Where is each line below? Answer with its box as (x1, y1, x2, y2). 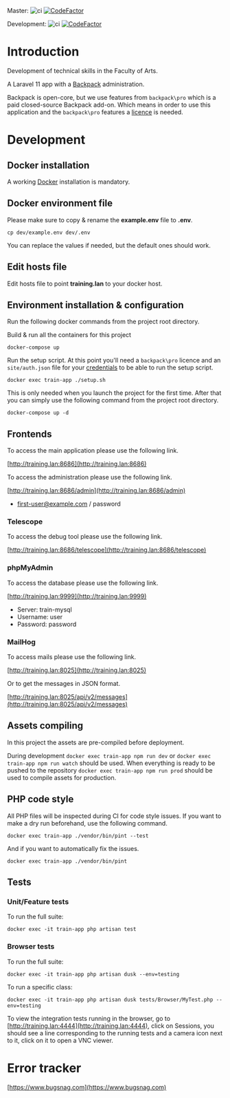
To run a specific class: (7, 982, 73, 991)
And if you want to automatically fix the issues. (7, 844, 139, 852)
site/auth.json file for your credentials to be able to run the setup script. (7, 363, 214, 372)
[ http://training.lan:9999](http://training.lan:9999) (7, 592, 147, 600)
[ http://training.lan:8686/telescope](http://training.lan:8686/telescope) (7, 546, 207, 554)
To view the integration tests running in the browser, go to (7, 1014, 170, 1022)
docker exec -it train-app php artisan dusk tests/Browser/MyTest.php (7, 996, 214, 1003)
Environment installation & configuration (7, 299, 184, 311)
